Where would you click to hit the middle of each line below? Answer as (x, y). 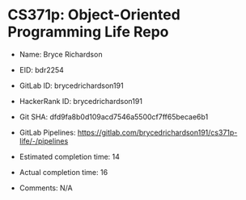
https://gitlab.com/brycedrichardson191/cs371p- (157, 132)
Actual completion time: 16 (64, 172)
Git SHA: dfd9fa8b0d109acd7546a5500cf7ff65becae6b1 (114, 117)
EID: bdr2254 (41, 69)
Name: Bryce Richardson (61, 54)
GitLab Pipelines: (47, 132)
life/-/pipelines (44, 141)
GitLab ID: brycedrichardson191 (71, 85)
